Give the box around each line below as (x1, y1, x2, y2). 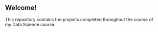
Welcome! (5, 4, 37, 12)
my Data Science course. (5, 21, 56, 27)
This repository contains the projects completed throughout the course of (5, 16, 154, 22)
